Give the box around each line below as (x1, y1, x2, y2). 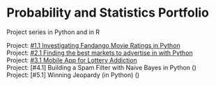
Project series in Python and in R (6, 28, 100, 36)
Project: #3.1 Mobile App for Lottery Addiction (6, 55, 137, 64)
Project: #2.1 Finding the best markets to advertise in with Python (6, 49, 193, 57)
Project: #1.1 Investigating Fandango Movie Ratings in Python (6, 41, 180, 49)
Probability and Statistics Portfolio (6, 5, 210, 21)
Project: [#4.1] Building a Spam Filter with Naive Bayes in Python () (6, 63, 196, 71)
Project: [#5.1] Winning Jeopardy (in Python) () (6, 71, 140, 79)
